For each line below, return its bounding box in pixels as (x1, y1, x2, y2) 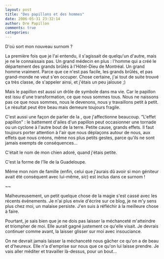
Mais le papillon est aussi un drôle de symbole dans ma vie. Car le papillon (5, 89, 156, 94)
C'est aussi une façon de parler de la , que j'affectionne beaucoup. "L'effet (5, 114, 156, 119)
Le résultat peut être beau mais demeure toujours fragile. (5, 104, 120, 110)
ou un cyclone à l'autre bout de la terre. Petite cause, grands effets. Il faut (5, 124, 154, 130)
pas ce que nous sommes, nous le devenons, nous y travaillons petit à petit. (5, 99, 159, 105)
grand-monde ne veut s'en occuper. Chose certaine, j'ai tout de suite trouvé (5, 74, 159, 80)
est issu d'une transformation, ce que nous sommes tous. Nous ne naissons (5, 94, 159, 100)
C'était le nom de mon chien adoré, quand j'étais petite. (5, 149, 117, 155)
